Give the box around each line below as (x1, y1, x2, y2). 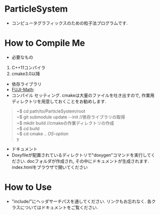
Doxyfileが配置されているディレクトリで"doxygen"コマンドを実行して (11, 152, 151, 158)
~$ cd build (16, 125, 40, 131)
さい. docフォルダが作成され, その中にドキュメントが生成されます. (16, 158, 149, 164)
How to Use (4, 182, 52, 193)
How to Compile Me (4, 38, 86, 49)
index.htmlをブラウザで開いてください (11, 164, 88, 170)
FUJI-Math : (11, 86, 35, 92)
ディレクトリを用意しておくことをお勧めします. (11, 98, 107, 104)
